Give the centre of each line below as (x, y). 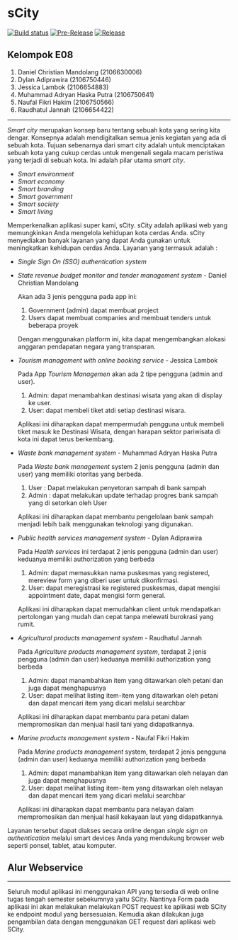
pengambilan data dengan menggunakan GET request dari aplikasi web (112, 922)
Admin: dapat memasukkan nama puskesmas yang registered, (119, 572)
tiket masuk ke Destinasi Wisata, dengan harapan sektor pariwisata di (119, 431)
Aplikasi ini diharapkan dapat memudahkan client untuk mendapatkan (119, 609)
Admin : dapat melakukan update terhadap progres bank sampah (123, 495)
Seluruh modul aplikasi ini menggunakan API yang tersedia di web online (113, 891)
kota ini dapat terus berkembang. (66, 439)
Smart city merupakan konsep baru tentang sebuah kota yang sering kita (114, 130)
